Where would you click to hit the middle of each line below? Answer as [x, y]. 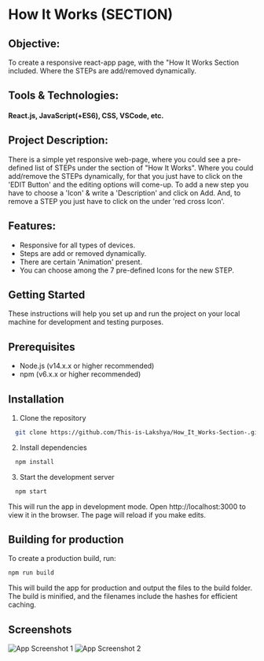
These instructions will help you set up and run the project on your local [124, 314]
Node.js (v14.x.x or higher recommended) [87, 366]
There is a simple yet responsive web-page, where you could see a [117, 159]
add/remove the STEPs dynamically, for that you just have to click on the [126, 176]
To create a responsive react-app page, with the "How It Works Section [124, 62]
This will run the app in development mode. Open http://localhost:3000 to [127, 507]
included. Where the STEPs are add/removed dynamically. [102, 71]
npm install [35, 462]
